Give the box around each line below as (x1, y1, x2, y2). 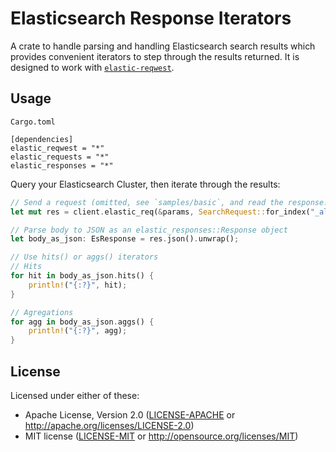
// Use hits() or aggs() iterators (10, 252, 159, 262)
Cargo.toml (10, 117, 56, 127)
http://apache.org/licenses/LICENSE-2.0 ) (24, 419, 195, 431)
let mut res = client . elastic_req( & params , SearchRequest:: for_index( (10, 207, 311, 217)
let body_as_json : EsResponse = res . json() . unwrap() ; (10, 234, 240, 244)
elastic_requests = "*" (10, 152, 110, 162)
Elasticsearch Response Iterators (10, 7, 292, 30)
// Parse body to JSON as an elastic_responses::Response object (10, 225, 288, 235)
